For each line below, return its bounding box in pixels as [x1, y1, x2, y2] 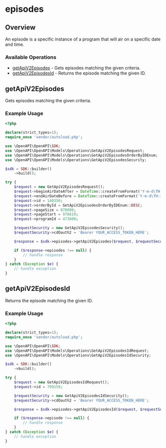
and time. [5, 41, 25, 47]
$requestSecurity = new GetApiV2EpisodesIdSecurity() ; [14, 393, 129, 398]
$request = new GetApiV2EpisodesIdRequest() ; [14, 380, 110, 385]
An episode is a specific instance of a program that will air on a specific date [5, 36, 161, 42]
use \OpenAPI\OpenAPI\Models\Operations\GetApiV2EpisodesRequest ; [5, 148, 145, 153]
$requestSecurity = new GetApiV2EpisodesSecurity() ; [14, 226, 125, 231]
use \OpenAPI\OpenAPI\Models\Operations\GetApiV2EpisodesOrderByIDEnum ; [5, 153, 158, 158]
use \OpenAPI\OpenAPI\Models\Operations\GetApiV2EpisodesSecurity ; [5, 157, 147, 163]
